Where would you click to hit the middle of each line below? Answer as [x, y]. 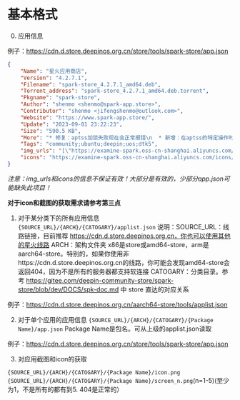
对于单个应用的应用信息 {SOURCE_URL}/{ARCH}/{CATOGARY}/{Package [115, 319]
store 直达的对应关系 [159, 289]
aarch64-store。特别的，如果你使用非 [74, 254]
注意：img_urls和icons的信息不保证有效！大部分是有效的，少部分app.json [115, 179]
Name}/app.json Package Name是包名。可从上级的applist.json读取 [115, 329]
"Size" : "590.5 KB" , [51, 131]
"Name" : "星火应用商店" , [54, 71]
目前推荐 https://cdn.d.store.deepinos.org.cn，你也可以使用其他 [136, 236]
